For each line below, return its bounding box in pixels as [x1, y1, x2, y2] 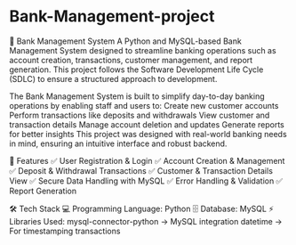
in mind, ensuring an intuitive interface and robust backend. [9, 138, 228, 149]
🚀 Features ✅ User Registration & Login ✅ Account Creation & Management [9, 155, 285, 166]
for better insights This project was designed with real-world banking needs [9, 128, 287, 139]
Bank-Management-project [9, 6, 215, 27]
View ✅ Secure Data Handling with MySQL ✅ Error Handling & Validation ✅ [9, 176, 283, 186]
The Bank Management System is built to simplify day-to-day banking [9, 91, 265, 102]
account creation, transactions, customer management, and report [9, 54, 253, 65]
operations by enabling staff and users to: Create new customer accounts [9, 100, 279, 110]
